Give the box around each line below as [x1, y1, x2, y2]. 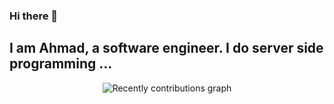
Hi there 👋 [9, 9, 59, 23]
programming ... [9, 55, 113, 73]
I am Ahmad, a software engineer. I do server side [9, 40, 324, 57]
